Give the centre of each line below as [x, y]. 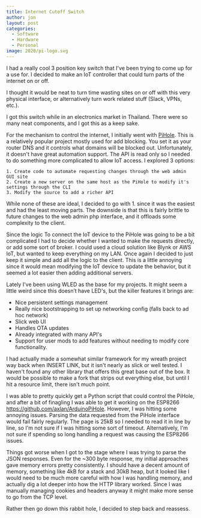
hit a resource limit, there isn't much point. [58, 384]
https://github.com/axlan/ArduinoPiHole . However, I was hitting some [91, 409]
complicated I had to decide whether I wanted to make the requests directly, [100, 240]
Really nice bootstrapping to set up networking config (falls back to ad [102, 309]
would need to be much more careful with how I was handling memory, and [99, 478]
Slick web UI [30, 321]
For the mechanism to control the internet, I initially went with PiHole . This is [100, 135]
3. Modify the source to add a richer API [60, 192]
